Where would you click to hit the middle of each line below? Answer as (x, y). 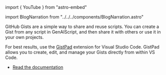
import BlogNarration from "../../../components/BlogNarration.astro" (74, 17)
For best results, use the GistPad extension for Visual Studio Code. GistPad (82, 47)
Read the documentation (38, 67)
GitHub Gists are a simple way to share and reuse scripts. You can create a (82, 26)
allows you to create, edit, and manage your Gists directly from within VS (80, 52)
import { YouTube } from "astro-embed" (46, 7)
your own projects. (24, 37)
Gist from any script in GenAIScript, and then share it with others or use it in (83, 32)
